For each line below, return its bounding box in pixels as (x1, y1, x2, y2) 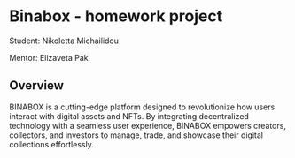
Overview (9, 78, 65, 94)
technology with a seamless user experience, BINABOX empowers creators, (9, 120, 286, 131)
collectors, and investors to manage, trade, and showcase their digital (9, 130, 264, 140)
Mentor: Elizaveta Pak (9, 52, 89, 63)
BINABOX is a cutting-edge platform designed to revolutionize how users (9, 102, 276, 112)
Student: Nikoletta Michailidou (9, 35, 120, 46)
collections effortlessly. (9, 139, 95, 149)
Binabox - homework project (9, 6, 223, 26)
